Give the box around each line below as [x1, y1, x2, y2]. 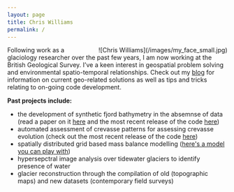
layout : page [7, 11, 45, 18]
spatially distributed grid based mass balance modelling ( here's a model [17, 140, 225, 148]
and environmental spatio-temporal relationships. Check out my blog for [7, 68, 215, 77]
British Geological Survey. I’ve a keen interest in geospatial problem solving [7, 61, 224, 69]
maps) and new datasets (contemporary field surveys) [17, 177, 174, 185]
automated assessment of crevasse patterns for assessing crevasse [17, 125, 214, 133]
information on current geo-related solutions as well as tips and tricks [7, 75, 207, 84]
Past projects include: [7, 96, 72, 105]
